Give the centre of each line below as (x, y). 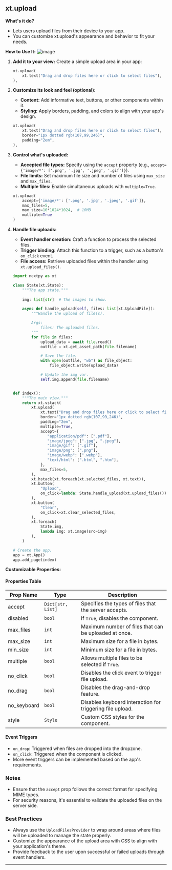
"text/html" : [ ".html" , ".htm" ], (83, 460)
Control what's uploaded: (40, 155)
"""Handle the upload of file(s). (68, 314)
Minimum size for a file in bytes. (119, 650)
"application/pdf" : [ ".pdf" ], (79, 436)
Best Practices (24, 819)
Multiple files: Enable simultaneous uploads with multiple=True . (88, 186)
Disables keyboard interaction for (121, 702)
